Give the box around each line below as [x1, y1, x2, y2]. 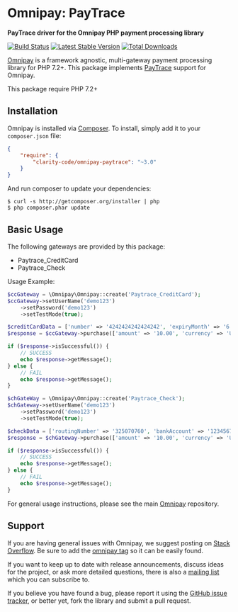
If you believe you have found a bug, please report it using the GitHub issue [7, 589, 228, 597]
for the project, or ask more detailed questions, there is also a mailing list [7, 567, 220, 576]
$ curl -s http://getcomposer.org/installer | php [7, 198, 160, 205]
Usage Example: [7, 277, 55, 285]
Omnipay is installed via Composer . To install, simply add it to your [7, 124, 201, 132]
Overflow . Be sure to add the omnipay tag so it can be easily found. [7, 546, 204, 555]
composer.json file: [7, 131, 62, 140]
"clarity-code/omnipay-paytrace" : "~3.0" [33, 158, 157, 166]
